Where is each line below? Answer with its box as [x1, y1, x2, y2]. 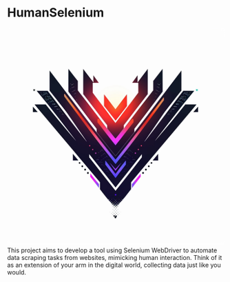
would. [7, 268, 26, 276]
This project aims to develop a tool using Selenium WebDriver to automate [7, 246, 218, 254]
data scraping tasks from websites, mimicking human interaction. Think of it [7, 253, 222, 261]
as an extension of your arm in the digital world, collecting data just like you [7, 261, 222, 269]
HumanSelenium [7, 5, 105, 21]
